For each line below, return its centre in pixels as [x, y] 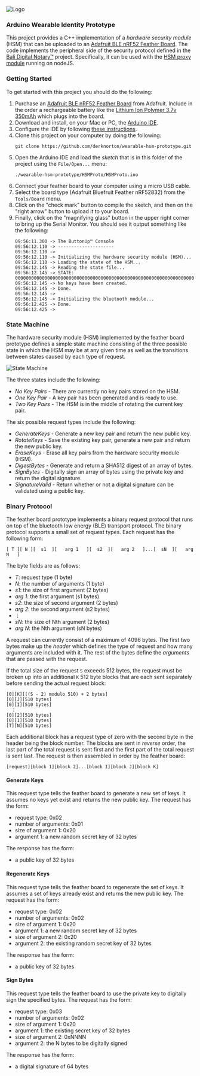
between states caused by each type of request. [66, 356]
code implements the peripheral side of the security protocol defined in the [99, 50]
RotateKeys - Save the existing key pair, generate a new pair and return [102, 440]
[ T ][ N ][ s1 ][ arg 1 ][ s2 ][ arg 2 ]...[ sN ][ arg [100, 550]
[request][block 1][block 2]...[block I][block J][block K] [83, 767]
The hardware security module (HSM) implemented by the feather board [95, 337]
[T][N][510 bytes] [29, 726]
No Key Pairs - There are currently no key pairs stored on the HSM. [97, 391]
